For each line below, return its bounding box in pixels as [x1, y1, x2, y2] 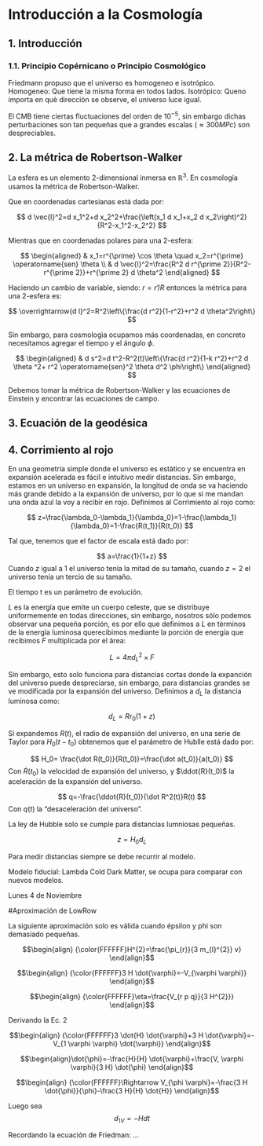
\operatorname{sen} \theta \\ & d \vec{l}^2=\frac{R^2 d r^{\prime [13, 259, 221, 269]
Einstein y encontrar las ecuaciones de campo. [8, 394, 159, 403]
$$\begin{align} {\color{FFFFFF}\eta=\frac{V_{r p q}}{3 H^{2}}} [30, 991, 234, 1001]
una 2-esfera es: [8, 291, 62, 300]
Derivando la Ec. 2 [8, 1015, 68, 1024]
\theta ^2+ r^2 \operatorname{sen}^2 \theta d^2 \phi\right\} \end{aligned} [13, 362, 251, 371]
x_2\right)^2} [205, 212, 247, 222]
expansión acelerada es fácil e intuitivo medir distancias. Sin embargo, [8, 473, 236, 482]
